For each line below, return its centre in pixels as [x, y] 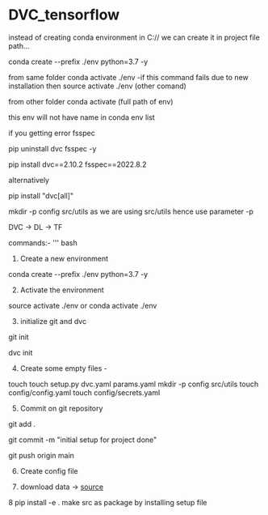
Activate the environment [62, 290]
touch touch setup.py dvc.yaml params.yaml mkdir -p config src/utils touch [134, 384]
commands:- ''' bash [43, 243]
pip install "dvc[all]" [41, 195]
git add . [22, 423]
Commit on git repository [61, 408]
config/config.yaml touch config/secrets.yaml [84, 392]
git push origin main [42, 455]
